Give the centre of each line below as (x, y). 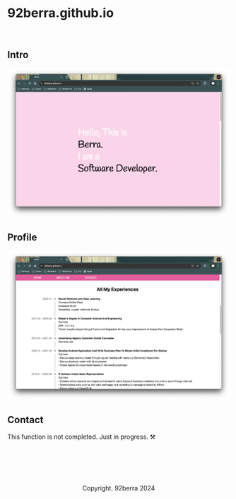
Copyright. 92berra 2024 (119, 488)
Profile (22, 238)
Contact (25, 420)
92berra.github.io (61, 13)
